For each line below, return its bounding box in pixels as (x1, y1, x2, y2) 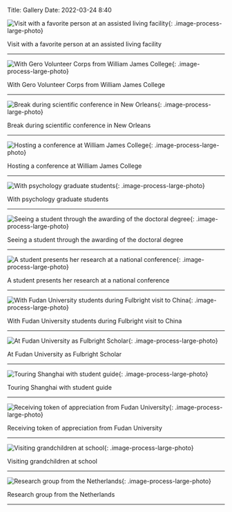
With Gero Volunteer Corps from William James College (7, 81, 166, 88)
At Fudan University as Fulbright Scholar (7, 350, 122, 358)
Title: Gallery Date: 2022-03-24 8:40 (7, 6, 112, 14)
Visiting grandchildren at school (7, 457, 98, 465)
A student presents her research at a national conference (7, 276, 170, 284)
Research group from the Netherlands (7, 491, 115, 498)
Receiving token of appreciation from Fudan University (7, 424, 162, 432)
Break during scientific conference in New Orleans (7, 121, 151, 129)
